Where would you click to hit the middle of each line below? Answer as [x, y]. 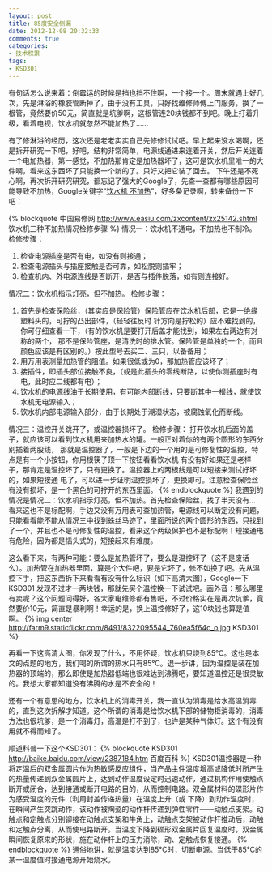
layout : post [30, 16]
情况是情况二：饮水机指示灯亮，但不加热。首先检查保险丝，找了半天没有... [132, 500]
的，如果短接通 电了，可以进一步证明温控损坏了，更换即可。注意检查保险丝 [134, 480]
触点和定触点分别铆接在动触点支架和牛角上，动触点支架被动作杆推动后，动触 [136, 819]
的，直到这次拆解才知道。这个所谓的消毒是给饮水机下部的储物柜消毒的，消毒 [136, 711]
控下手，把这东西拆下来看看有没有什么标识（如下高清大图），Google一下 [129, 578]
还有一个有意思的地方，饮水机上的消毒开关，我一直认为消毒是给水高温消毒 [132, 700]
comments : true [34, 38]
